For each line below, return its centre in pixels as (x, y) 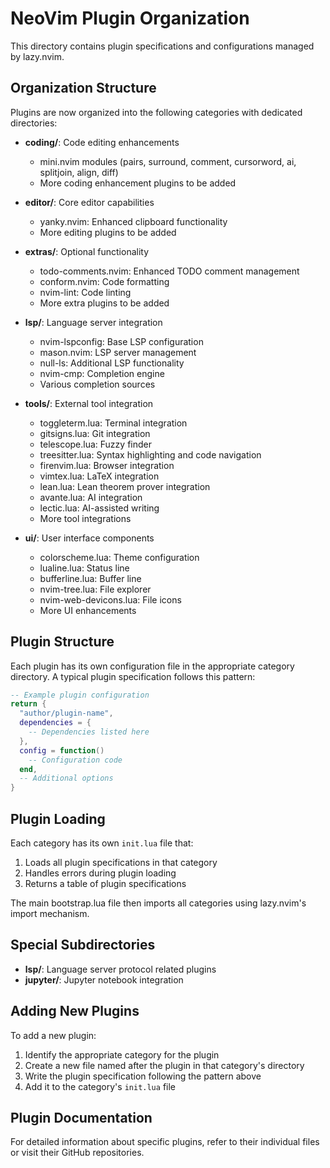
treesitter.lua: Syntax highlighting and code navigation (150, 454)
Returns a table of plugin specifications (105, 883)
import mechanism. (50, 913)
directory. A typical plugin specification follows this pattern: (133, 676)
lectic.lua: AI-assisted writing (99, 508)
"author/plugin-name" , (66, 713)
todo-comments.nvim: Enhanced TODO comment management (169, 271)
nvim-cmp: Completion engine (102, 373)
